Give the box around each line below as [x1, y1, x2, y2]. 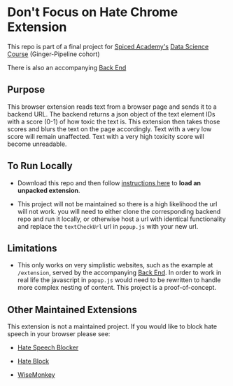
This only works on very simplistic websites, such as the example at [17, 261, 213, 269]
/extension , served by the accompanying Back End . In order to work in [17, 268, 222, 277]
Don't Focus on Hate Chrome [7, 4, 178, 20]
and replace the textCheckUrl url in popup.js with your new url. [17, 222, 199, 230]
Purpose [7, 84, 45, 95]
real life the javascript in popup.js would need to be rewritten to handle [17, 276, 221, 284]
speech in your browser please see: [7, 330, 111, 338]
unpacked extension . [17, 186, 80, 194]
